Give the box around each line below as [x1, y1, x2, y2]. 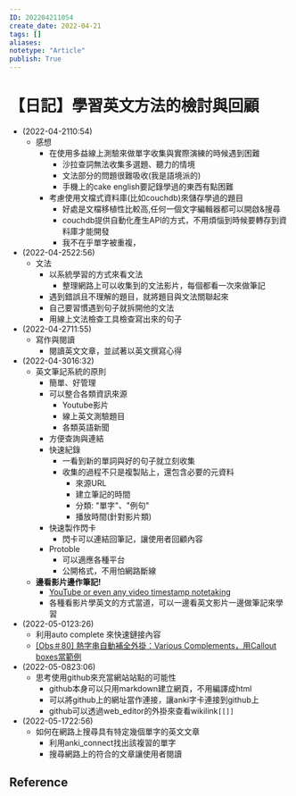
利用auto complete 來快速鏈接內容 [35, 629, 161, 640]
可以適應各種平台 [62, 554, 126, 565]
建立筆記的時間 [75, 489, 131, 499]
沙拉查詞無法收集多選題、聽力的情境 [62, 158, 196, 170]
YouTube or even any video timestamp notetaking [48, 586, 232, 597]
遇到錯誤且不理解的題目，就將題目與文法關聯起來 [48, 291, 229, 302]
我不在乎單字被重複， [62, 237, 141, 247]
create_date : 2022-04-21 [9, 21, 102, 30]
